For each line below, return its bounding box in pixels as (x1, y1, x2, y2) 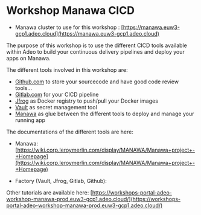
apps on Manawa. (6, 54, 51, 62)
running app (14, 116, 46, 124)
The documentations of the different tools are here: (6, 128, 134, 135)
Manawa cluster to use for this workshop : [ (14, 24, 124, 31)
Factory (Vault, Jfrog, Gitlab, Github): (14, 177, 107, 184)
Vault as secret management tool (14, 103, 98, 111)
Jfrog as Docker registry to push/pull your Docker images (14, 97, 159, 104)
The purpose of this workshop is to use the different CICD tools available (6, 42, 187, 49)
